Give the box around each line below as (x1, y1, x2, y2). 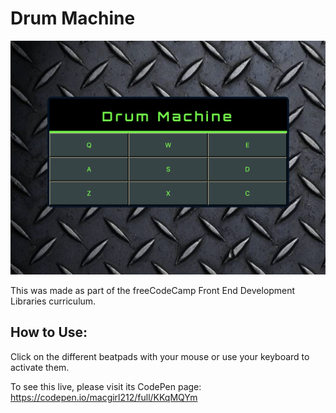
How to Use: (10, 324, 88, 341)
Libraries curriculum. (10, 295, 97, 307)
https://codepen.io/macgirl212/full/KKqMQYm (10, 391, 198, 403)
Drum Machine (10, 7, 136, 30)
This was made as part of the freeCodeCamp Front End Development (10, 285, 296, 296)
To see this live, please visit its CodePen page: (10, 380, 202, 392)
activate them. (10, 361, 70, 373)
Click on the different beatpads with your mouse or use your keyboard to (10, 350, 310, 362)
